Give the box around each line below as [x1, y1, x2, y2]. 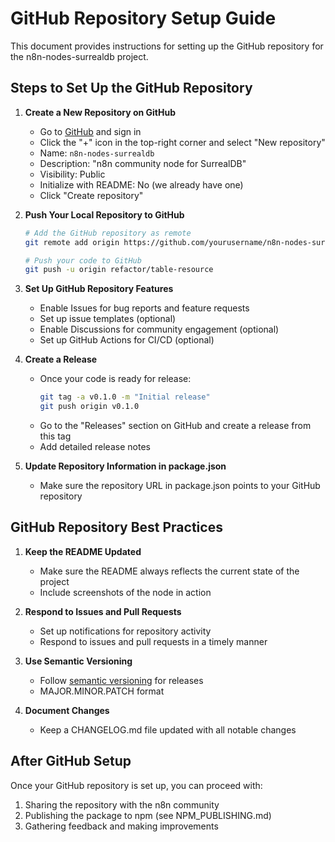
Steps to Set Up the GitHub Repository [10, 80, 253, 97]
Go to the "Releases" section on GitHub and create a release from [39, 420, 312, 431]
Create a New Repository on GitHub [24, 106, 176, 118]
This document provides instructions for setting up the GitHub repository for [10, 40, 324, 52]
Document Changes [24, 704, 110, 716]
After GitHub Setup [10, 753, 132, 770]
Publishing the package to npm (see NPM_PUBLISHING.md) [24, 809, 272, 821]
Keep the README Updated [24, 545, 142, 557]
